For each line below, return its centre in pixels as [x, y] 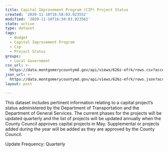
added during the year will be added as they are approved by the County [80, 129]
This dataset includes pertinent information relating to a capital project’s [79, 102]
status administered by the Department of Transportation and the [72, 108]
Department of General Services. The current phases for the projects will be [83, 113]
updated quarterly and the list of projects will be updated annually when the [83, 118]
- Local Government [30, 61]
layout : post [19, 84]
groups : [13, 56]
